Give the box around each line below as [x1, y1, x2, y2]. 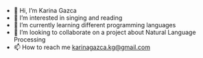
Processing [13, 35, 46, 44]
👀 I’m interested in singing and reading [13, 14, 123, 22]
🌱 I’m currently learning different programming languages [13, 21, 176, 29]
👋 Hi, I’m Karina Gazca [13, 7, 77, 14]
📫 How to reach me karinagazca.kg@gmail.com [13, 43, 151, 51]
